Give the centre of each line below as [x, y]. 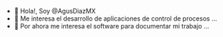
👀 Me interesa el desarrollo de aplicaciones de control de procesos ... [115, 18]
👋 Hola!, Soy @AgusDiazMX [55, 11]
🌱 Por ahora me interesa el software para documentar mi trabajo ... [111, 26]
